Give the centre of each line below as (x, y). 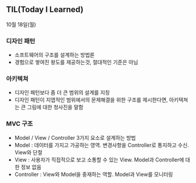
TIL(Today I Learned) (45, 10)
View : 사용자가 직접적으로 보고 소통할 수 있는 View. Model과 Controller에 (99, 160)
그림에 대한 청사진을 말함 (55, 107)
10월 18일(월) (21, 24)
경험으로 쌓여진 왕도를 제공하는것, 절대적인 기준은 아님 (76, 62)
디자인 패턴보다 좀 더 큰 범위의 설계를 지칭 (62, 92)
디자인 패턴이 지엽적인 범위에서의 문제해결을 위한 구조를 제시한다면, (91, 100)
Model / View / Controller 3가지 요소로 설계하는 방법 (75, 137)
